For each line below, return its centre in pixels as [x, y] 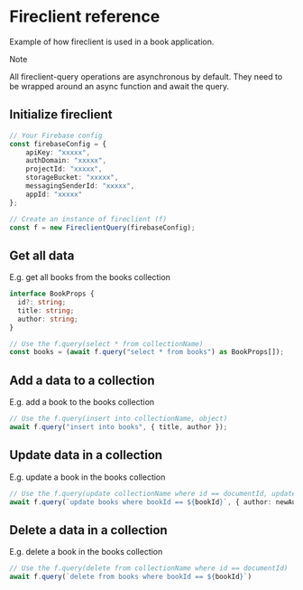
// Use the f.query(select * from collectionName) [106, 344]
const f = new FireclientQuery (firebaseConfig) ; [102, 228]
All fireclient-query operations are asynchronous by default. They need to [146, 76]
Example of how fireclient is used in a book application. [112, 42]
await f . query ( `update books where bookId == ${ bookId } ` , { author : [141, 502]
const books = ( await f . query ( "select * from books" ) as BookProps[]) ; [147, 352]
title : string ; [46, 310]
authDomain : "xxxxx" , [66, 161]
